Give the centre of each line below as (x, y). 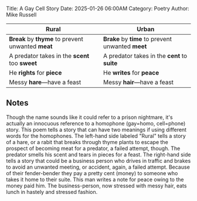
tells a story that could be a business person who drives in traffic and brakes (98, 161)
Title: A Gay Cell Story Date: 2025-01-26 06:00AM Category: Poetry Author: (98, 8)
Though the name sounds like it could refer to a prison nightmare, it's (89, 117)
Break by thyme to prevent (46, 39)
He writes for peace (131, 73)
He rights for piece (35, 73)
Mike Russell (21, 15)
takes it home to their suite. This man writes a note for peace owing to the (95, 179)
